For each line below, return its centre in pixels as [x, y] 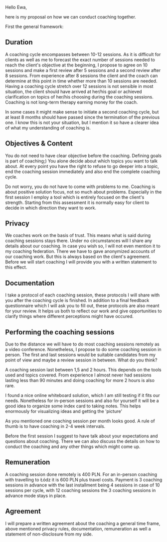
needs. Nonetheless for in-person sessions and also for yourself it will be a [82, 401]
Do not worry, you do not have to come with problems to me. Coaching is [80, 186]
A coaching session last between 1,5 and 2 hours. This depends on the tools [83, 370]
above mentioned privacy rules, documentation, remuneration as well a [78, 528]
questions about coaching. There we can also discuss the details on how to [83, 441]
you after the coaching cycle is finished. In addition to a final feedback [77, 300]
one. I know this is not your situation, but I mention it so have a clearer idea [82, 122]
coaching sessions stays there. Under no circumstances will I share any [79, 241]
